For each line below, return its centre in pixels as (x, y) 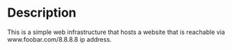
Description (42, 13)
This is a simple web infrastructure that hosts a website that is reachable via (116, 32)
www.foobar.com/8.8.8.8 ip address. (60, 39)
